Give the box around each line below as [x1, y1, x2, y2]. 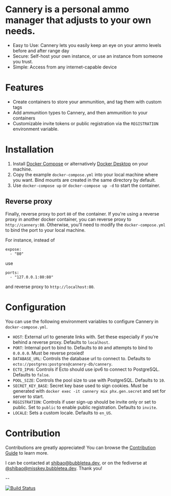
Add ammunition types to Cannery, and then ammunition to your [12, 109, 148, 115]
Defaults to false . [12, 371, 50, 377]
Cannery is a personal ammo [5, 4, 129, 15]
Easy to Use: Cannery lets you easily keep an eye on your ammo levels [12, 42, 162, 48]
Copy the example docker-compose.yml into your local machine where [12, 171, 158, 177]
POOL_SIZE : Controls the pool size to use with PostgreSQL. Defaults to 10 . [12, 377, 165, 383]
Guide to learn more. [5, 450, 48, 456]
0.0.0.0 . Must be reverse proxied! [12, 350, 84, 356]
